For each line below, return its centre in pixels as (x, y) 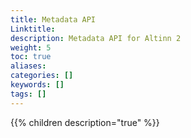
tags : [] (28, 94)
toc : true (31, 57)
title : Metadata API (53, 19)
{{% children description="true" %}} (85, 122)
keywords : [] (37, 85)
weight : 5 (31, 47)
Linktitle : (33, 29)
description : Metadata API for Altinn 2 (96, 38)
